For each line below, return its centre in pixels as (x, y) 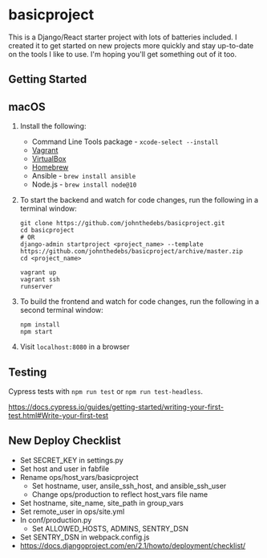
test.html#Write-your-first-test (59, 415)
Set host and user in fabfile (65, 469)
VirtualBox (49, 159)
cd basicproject (47, 231)
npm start (36, 332)
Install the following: (53, 126)
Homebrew (50, 167)
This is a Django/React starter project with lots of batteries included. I (123, 37)
